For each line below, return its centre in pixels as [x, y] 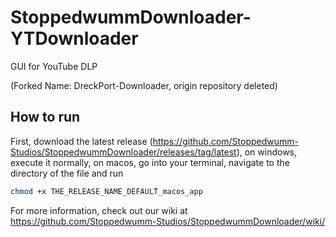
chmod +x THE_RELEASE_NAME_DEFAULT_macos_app [106, 191]
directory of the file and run [67, 173]
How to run [45, 117]
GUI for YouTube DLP [54, 66]
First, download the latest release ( [81, 141]
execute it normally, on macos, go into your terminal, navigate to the [150, 162]
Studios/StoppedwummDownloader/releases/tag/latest [123, 152]
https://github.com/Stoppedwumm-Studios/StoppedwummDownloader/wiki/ [168, 221]
